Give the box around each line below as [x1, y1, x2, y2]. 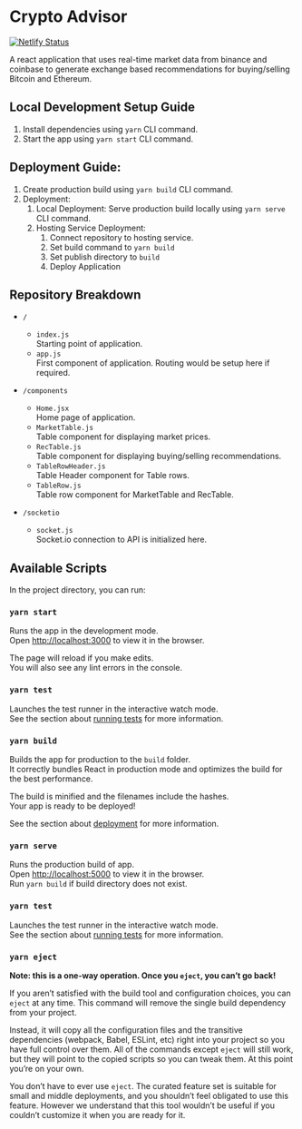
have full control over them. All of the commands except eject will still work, [9, 1044, 294, 1055]
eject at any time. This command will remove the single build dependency [9, 996, 287, 1008]
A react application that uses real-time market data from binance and [9, 54, 268, 64]
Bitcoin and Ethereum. [9, 73, 93, 83]
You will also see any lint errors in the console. [9, 663, 183, 673]
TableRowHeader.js [35, 462, 106, 471]
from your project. [9, 1006, 77, 1017]
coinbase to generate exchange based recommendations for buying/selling [9, 64, 290, 74]
